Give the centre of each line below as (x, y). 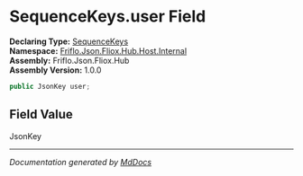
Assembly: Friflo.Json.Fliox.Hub (69, 60)
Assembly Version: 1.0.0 (55, 70)
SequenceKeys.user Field (108, 17)
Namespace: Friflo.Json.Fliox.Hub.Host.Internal (98, 50)
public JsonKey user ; (50, 86)
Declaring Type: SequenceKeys (69, 41)
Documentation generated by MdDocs (80, 162)
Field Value (41, 114)
